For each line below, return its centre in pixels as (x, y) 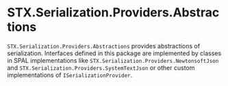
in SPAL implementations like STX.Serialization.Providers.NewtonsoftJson (113, 60)
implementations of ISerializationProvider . (70, 75)
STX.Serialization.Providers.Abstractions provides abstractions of (104, 46)
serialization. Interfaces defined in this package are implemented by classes (114, 53)
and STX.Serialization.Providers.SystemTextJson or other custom (101, 68)
